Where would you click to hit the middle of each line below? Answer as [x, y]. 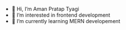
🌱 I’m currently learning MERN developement [66, 21]
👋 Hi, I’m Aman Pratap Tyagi [45, 9]
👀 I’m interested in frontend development [61, 15]
